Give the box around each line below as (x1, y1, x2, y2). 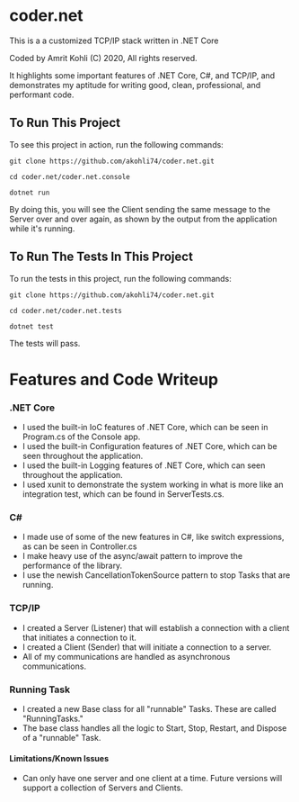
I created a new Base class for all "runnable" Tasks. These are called (22, 703, 277, 714)
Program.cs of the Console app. (22, 431, 141, 442)
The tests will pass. (9, 338, 81, 348)
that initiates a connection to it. (22, 632, 137, 643)
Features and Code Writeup (9, 369, 218, 390)
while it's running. (9, 222, 75, 234)
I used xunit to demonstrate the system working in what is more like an (22, 479, 284, 491)
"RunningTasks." (22, 713, 84, 724)
